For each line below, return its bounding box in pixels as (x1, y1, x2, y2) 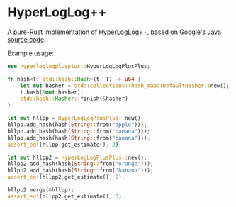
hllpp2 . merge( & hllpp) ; (7, 186, 74, 194)
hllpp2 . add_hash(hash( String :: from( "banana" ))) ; (7, 167, 154, 174)
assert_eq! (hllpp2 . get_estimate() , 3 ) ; (7, 193, 125, 200)
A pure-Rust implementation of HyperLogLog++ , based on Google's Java (7, 28, 222, 36)
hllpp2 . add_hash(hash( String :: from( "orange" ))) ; (7, 160, 154, 167)
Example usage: (7, 49, 55, 57)
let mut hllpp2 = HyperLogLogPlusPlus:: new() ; (7, 154, 147, 161)
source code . (7, 35, 46, 43)
